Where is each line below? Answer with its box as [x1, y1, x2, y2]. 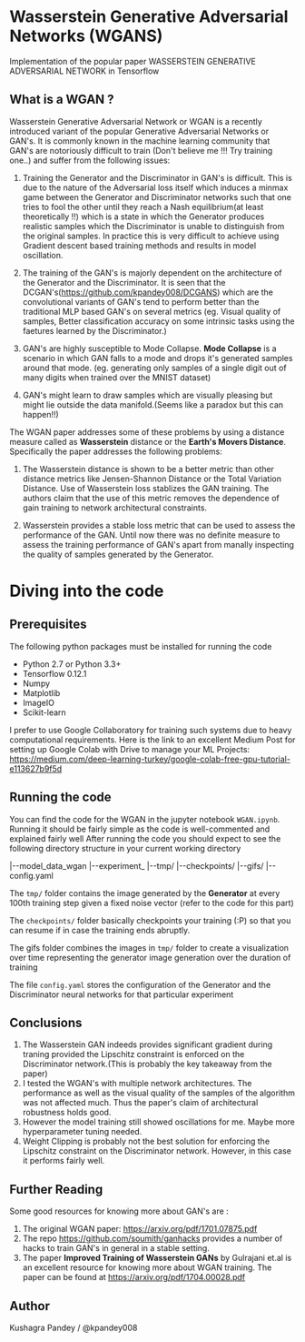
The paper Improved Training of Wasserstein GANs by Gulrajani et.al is [22, 1253, 292, 1264]
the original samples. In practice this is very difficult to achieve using [22, 230, 280, 241]
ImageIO [22, 697, 54, 708]
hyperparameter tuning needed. [22, 1126, 143, 1137]
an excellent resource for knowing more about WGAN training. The [22, 1262, 272, 1273]
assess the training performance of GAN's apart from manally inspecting [22, 539, 295, 550]
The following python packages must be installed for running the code [9, 641, 272, 651]
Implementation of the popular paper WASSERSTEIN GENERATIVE [9, 55, 257, 66]
